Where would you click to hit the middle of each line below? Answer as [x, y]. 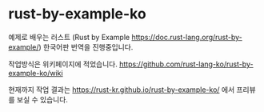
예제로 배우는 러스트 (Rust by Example [69, 37]
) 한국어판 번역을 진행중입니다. [86, 47]
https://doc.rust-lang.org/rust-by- [187, 37]
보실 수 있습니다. [42, 99]
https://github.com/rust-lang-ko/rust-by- [186, 64]
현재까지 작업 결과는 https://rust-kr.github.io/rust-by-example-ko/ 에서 [122, 90]
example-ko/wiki [36, 73]
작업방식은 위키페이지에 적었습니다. [63, 64]
